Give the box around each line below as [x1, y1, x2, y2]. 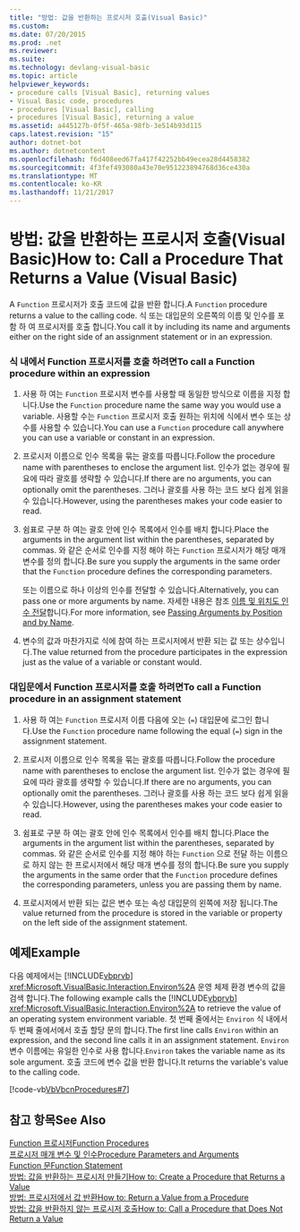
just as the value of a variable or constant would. [21, 657, 202, 668]
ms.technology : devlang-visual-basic [9, 64, 150, 73]
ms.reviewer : [9, 47, 58, 56]
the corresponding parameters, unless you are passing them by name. [21, 879, 282, 890]
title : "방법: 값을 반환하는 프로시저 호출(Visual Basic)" [9, 13, 208, 22]
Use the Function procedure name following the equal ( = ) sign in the [31, 725, 283, 736]
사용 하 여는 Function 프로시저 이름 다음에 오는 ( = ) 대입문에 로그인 [21, 714, 253, 725]
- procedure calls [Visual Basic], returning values [9, 88, 210, 97]
